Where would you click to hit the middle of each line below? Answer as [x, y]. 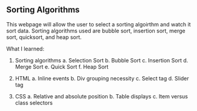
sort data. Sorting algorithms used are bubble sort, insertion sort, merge [96, 31]
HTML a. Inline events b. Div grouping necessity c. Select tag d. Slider [102, 78]
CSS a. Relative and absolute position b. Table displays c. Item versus [102, 96]
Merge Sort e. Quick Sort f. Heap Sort [62, 67]
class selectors [34, 103]
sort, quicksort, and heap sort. [44, 37]
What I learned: [25, 49]
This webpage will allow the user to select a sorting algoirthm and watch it [98, 24]
